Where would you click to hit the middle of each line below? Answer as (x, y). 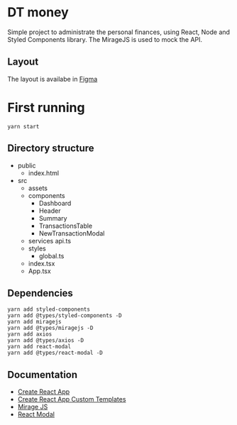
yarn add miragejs (34, 322)
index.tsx (42, 263)
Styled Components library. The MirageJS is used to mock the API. (105, 39)
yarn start (23, 126)
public (27, 165)
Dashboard (55, 203)
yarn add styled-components (49, 309)
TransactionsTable (66, 226)
